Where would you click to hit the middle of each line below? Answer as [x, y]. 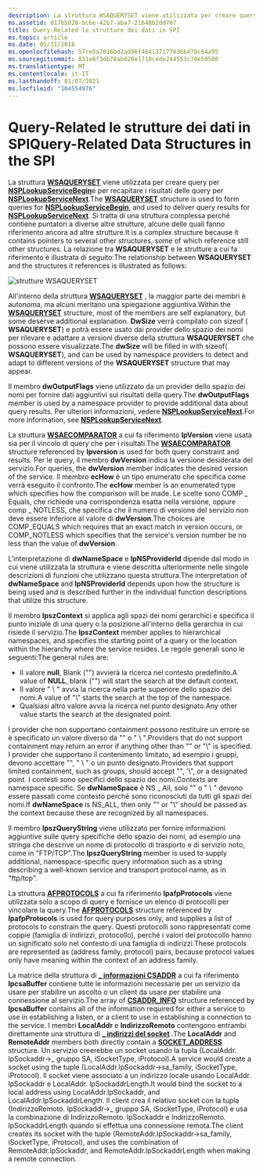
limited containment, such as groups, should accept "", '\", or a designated [128, 771]
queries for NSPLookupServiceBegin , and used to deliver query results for [129, 207]
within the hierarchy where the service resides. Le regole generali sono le [126, 649]
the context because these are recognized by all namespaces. [108, 813]
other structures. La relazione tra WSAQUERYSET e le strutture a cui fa [123, 249]
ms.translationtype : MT [47, 67]
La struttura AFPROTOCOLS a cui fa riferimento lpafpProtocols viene [120, 894]
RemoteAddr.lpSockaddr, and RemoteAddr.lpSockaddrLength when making [129, 1150]
